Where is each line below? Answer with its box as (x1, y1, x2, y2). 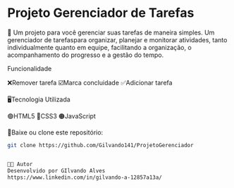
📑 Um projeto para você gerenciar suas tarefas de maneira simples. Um (7, 28, 215, 37)
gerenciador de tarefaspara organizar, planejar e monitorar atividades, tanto (7, 35, 228, 44)
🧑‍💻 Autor (7, 161, 33, 168)
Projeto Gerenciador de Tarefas (7, 5, 195, 21)
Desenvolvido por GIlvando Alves (7, 167, 106, 174)
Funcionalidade (7, 64, 52, 73)
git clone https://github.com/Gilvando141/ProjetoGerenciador (7, 142, 194, 149)
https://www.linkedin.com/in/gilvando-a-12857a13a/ (7, 174, 162, 181)
